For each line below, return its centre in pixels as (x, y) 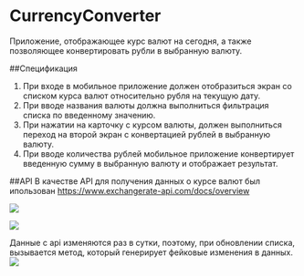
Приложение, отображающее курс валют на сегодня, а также (131, 41)
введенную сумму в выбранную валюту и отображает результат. (150, 163)
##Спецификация (43, 68)
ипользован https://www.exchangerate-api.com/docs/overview (130, 190)
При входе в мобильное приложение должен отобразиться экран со (157, 86)
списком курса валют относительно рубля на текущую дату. (142, 96)
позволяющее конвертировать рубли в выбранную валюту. (126, 50)
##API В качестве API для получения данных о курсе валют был (135, 181)
